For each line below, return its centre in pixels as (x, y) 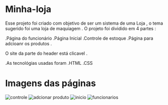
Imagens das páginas (51, 83)
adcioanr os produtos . (29, 43)
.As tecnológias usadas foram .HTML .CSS (49, 63)
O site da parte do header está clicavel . (46, 53)
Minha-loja (28, 9)
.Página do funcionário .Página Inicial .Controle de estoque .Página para (79, 38)
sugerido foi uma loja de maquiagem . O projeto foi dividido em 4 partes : (81, 28)
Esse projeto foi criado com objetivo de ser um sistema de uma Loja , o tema (84, 23)
